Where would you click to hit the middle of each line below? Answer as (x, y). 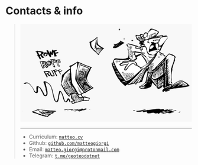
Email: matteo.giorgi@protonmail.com (74, 149)
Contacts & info (44, 11)
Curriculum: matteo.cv (56, 137)
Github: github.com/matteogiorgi (69, 143)
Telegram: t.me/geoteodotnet (64, 156)
